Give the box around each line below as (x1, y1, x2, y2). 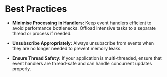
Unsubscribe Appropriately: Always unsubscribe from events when (12, 40, 154, 46)
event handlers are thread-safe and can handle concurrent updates (12, 60, 152, 66)
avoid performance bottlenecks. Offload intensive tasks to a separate (12, 25, 156, 31)
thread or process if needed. (12, 30, 72, 36)
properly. (12, 66, 31, 72)
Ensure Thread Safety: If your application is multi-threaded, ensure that (12, 55, 162, 61)
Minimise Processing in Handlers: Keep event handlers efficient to (12, 20, 152, 26)
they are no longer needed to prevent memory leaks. (12, 45, 122, 51)
